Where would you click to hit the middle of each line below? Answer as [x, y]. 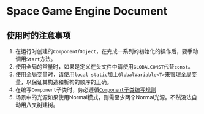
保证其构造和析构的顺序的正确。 [72, 82]
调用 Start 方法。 [36, 59]
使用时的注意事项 [39, 35]
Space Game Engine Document [87, 11]
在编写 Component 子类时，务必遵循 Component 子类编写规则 [85, 89]
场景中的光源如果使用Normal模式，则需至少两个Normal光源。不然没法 [103, 97]
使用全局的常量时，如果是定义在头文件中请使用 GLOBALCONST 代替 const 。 [104, 66]
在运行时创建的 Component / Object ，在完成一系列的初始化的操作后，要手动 [107, 51]
